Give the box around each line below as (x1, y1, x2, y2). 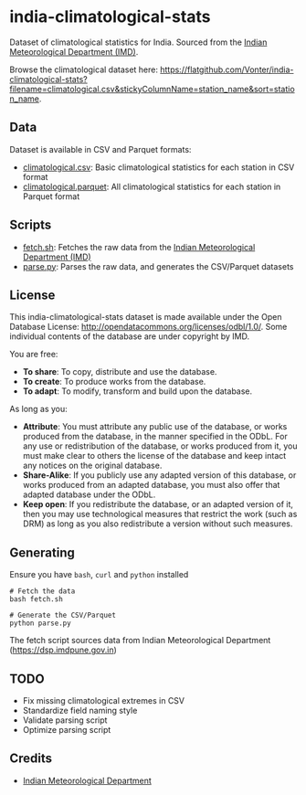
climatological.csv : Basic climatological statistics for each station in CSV (22, 162, 295, 173)
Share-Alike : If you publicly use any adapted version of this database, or (22, 470, 297, 481)
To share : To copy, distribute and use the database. (22, 366, 217, 377)
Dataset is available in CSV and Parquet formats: (9, 143, 192, 154)
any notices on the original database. (22, 460, 163, 472)
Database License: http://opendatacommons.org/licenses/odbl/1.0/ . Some (9, 322, 288, 333)
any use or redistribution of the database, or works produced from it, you (22, 440, 299, 451)
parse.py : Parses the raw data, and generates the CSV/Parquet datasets (22, 260, 294, 271)
